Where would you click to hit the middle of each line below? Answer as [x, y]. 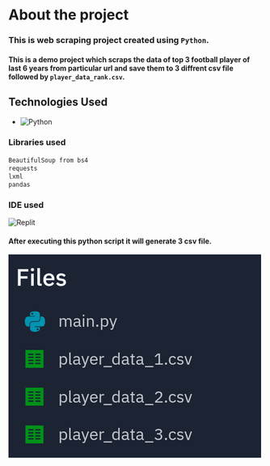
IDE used [26, 205]
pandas [19, 184]
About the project [69, 15]
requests [23, 168]
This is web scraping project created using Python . [109, 40]
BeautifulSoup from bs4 [49, 160]
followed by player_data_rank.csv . [67, 76]
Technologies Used [58, 102]
